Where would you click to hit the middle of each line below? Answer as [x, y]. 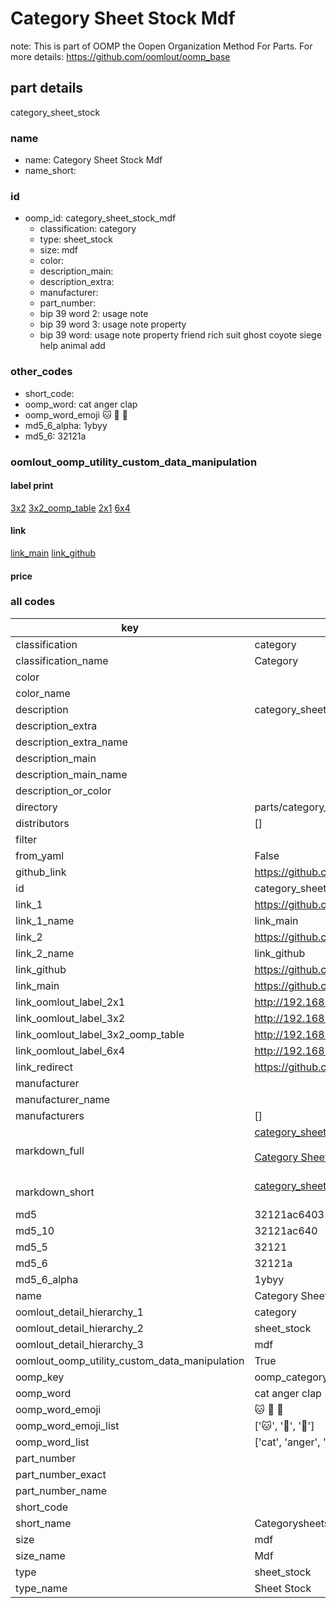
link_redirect [44, 1067]
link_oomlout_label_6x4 [70, 1050]
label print [32, 486]
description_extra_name [71, 742]
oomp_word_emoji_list [67, 1425]
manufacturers [50, 1115]
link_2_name [45, 953]
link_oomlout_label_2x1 [70, 1002]
